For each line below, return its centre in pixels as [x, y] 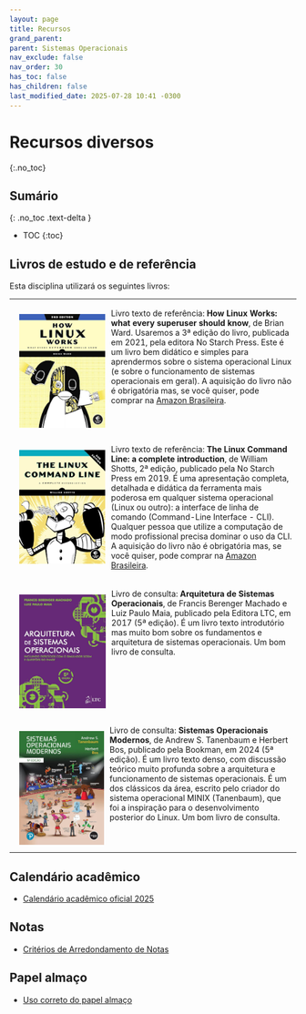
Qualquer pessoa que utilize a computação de [197, 527]
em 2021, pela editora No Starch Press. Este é [198, 342]
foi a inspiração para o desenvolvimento [184, 807]
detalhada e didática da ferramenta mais [186, 488]
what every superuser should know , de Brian [197, 322]
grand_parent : [36, 38]
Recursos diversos [82, 142]
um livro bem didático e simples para [179, 351]
